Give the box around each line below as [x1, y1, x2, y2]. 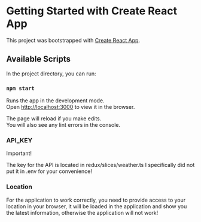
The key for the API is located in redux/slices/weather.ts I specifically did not [6, 162, 195, 169]
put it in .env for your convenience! [6, 168, 93, 175]
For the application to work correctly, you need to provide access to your [6, 196, 186, 203]
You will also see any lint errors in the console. [6, 121, 121, 129]
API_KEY [6, 136, 33, 144]
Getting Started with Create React [6, 4, 178, 18]
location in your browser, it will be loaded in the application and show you [6, 202, 187, 210]
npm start [6, 85, 35, 92]
